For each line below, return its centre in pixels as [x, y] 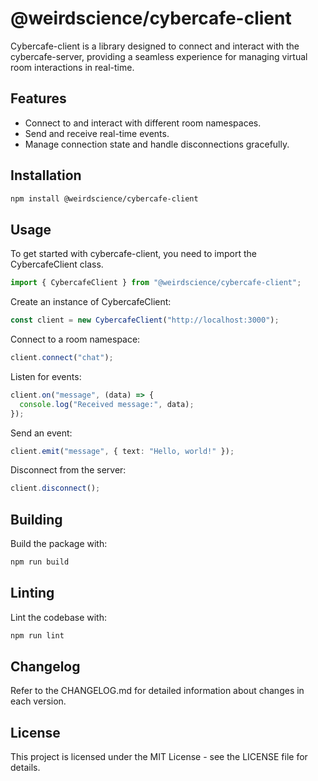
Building [36, 519]
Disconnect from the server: [68, 470]
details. [25, 768]
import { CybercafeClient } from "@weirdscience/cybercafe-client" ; [156, 283]
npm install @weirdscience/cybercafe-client [104, 198]
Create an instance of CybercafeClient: [91, 302]
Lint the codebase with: [58, 617]
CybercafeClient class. [57, 264]
